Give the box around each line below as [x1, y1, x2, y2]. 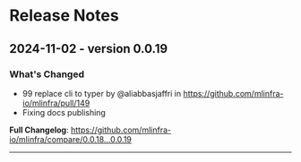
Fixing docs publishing [21, 107, 106, 117]
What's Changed [9, 68, 85, 81]
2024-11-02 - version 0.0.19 [9, 41, 168, 56]
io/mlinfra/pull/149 [21, 98, 90, 108]
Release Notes [9, 5, 119, 26]
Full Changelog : [9, 124, 69, 135]
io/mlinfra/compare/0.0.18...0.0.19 [9, 133, 133, 144]
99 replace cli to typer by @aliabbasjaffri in [21, 88, 182, 98]
